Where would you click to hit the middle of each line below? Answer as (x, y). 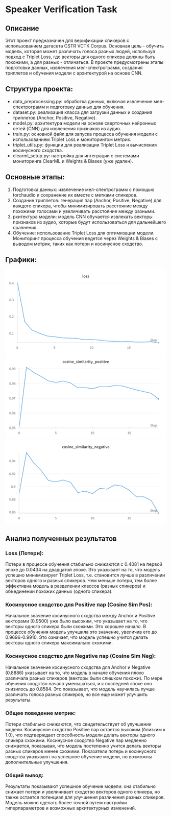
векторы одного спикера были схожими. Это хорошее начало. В (76, 627)
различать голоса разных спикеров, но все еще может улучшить (77, 694)
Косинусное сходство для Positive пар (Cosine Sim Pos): (79, 605)
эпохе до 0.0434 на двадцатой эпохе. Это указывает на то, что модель (83, 570)
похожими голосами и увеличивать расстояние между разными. (84, 211)
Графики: (21, 260)
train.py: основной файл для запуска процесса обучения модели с (85, 134)
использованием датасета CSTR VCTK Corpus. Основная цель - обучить (85, 46)
